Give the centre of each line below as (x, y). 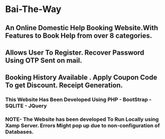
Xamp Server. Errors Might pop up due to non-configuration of (82, 125)
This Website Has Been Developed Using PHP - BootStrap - (78, 100)
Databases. (20, 132)
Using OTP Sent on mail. (44, 60)
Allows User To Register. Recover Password (75, 52)
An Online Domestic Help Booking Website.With (82, 28)
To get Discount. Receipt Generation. (64, 86)
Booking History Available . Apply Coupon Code (81, 78)
